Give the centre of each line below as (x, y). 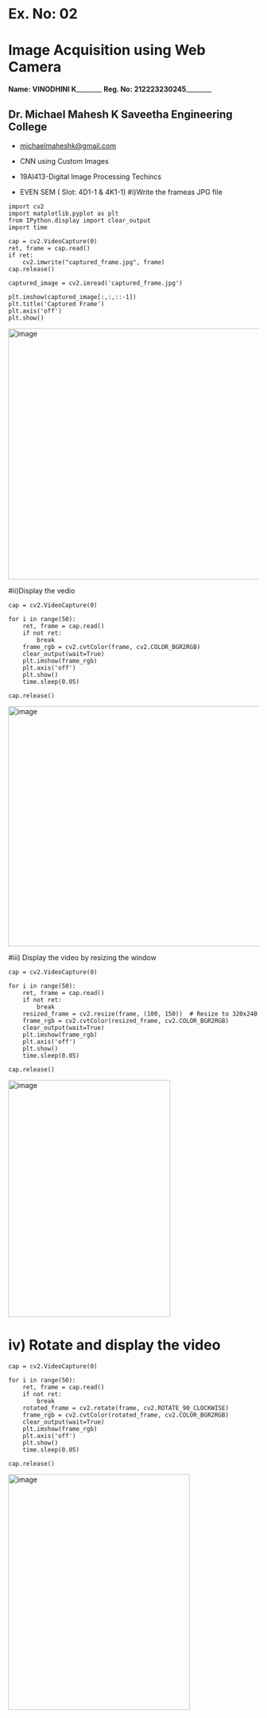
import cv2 (26, 206)
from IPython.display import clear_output (79, 220)
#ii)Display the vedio (42, 590)
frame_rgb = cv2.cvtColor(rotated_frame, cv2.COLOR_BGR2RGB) (126, 1415)
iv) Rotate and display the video (114, 1345)
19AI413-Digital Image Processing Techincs (90, 177)
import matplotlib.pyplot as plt (64, 213)
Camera (35, 67)
